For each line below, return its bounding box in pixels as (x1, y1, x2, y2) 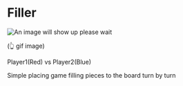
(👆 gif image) (7, 42, 45, 50)
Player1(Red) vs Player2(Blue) (7, 58, 92, 66)
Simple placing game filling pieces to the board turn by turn (7, 71, 176, 79)
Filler (7, 5, 37, 21)
